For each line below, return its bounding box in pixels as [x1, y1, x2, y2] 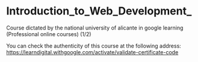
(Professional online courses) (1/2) [6, 30, 91, 37]
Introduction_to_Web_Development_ [6, 4, 192, 18]
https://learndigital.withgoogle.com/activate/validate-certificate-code [6, 48, 179, 55]
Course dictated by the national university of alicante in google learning [6, 24, 184, 31]
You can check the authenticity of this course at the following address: [6, 42, 182, 49]
